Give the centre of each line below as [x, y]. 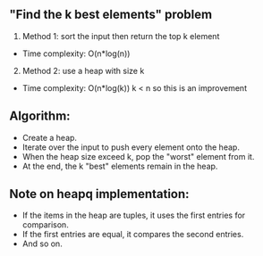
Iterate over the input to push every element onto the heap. [131, 147]
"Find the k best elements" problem [111, 15]
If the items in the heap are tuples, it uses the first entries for [134, 215]
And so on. [42, 244]
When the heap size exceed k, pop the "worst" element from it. [138, 156]
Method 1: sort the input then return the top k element [121, 36]
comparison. [45, 225]
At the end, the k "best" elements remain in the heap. [120, 166]
